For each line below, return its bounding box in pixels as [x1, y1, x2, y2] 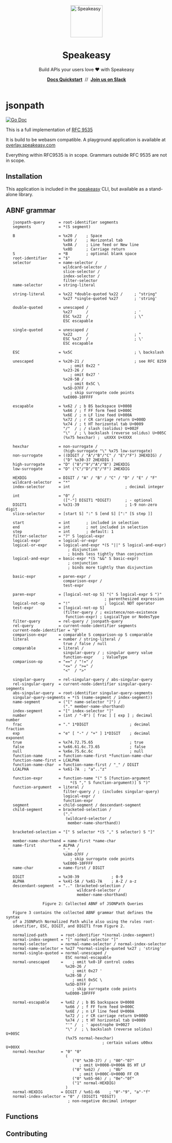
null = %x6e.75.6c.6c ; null [12, 749, 144, 754]
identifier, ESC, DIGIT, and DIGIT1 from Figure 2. [12, 923, 125, 929]
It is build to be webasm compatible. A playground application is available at [6, 136, 166, 142]
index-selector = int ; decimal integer [12, 484, 164, 489]
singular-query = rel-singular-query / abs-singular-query [12, 677, 153, 682]
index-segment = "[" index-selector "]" [12, 708, 114, 714]
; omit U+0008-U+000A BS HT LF [79, 1063, 146, 1068]
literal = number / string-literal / [12, 636, 121, 642]
